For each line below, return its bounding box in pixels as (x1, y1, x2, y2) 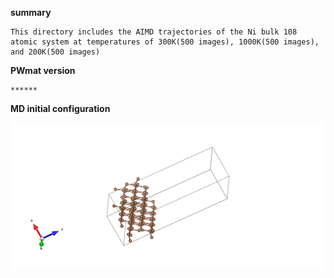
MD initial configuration (10, 103, 111, 114)
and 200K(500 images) (10, 47, 101, 57)
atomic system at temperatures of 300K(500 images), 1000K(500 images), (10, 37, 320, 47)
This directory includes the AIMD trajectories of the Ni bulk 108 (10, 27, 298, 37)
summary (10, 7, 52, 18)
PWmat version (10, 65, 76, 76)
